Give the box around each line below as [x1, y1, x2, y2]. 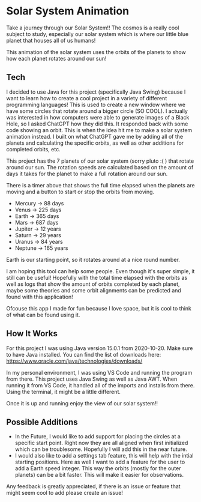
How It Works [6, 328, 58, 339]
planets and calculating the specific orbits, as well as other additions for [6, 139, 184, 147]
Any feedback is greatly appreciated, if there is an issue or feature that [6, 483, 181, 490]
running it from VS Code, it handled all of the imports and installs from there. [6, 381, 195, 389]
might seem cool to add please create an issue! [6, 489, 123, 497]
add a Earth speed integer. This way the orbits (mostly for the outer [14, 465, 181, 472]
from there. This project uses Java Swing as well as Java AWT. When [6, 375, 178, 383]
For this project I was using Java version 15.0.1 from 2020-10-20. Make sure [6, 344, 193, 352]
